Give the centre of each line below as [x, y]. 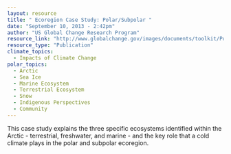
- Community [31, 109]
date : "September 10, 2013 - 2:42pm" [61, 26]
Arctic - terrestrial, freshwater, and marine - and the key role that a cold [108, 136]
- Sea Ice [27, 77]
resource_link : [29, 39]
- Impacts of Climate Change [55, 58]
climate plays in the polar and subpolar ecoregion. [78, 143]
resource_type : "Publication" [51, 45]
